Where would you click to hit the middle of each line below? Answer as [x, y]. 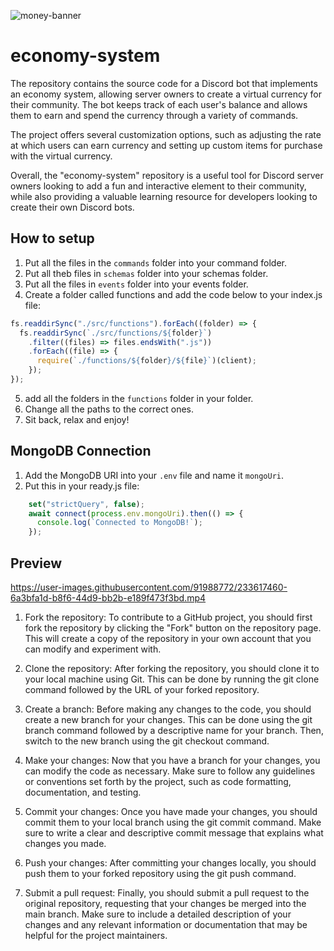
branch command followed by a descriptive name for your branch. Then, [174, 730]
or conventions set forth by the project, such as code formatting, [158, 781]
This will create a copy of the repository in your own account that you [168, 638]
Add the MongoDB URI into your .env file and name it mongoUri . [154, 475]
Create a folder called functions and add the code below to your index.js [173, 294]
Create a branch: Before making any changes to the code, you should [168, 709]
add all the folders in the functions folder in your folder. [139, 398]
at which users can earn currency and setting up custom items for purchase [166, 145]
